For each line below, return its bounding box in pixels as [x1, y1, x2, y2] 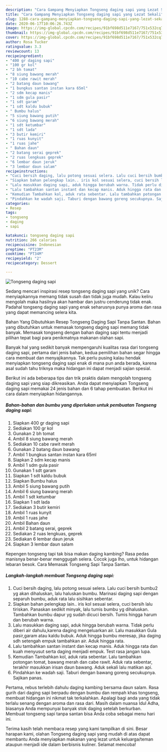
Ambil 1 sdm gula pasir [12, 462, 59, 468]
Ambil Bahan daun [12, 520, 51, 526]
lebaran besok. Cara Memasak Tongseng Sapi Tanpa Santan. [5, 561, 130, 567]
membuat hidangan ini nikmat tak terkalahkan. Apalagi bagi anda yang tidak [5, 695, 160, 701]
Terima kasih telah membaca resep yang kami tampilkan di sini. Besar [5, 725, 148, 732]
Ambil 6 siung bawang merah [12, 488, 73, 494]
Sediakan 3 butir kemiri [12, 504, 60, 510]
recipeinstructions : [5, 169, 49, 174]
